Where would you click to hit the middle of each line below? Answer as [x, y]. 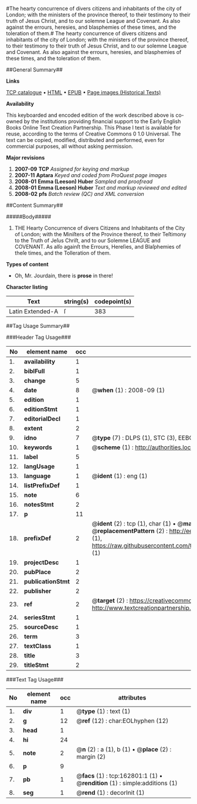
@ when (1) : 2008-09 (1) [128, 390]
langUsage [40, 467]
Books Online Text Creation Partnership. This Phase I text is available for [93, 128]
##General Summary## [34, 69]
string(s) [76, 301]
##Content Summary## [35, 205]
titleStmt [36, 665]
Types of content [27, 264]
